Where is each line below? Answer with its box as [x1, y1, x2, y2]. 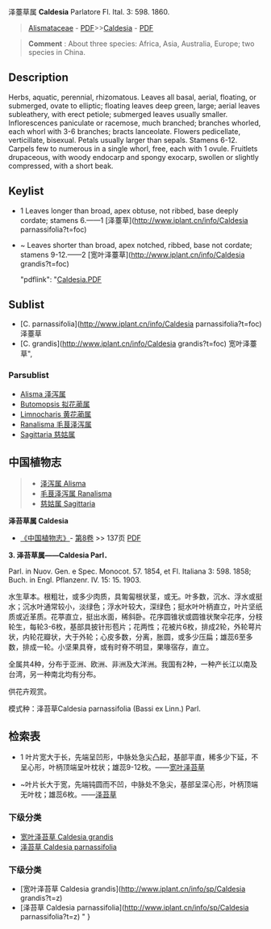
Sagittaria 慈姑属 [19, 429, 76, 439]
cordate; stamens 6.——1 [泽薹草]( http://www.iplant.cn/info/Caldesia [19, 215, 248, 225]
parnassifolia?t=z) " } [19, 911, 91, 921]
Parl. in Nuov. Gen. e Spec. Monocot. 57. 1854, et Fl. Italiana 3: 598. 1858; [8, 566, 252, 576]
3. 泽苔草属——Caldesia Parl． [8, 550, 111, 560]
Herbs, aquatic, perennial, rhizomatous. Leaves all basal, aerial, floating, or [8, 92, 256, 102]
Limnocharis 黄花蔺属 [19, 409, 92, 418]
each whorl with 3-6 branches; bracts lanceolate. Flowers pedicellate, [8, 126, 240, 136]
